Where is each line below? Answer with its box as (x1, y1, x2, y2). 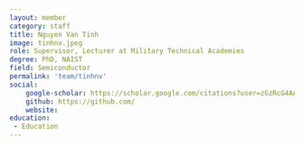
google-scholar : (25, 88, 88, 97)
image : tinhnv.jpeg (9, 38, 83, 48)
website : (25, 105, 59, 114)
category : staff (9, 22, 71, 31)
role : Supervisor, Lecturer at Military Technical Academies (9, 47, 245, 56)
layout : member (9, 13, 67, 23)
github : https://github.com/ (25, 96, 136, 106)
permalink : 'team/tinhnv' (9, 72, 107, 81)
